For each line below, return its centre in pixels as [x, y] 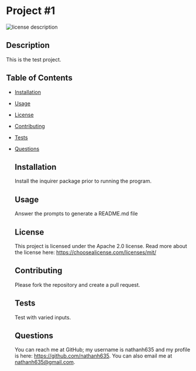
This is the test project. [34, 59]
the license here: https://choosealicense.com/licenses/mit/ [85, 252]
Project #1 [31, 11]
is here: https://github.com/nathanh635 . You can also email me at [93, 356]
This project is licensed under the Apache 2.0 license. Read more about [101, 246]
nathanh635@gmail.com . [45, 362]
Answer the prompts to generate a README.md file [76, 214]
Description [28, 45]
